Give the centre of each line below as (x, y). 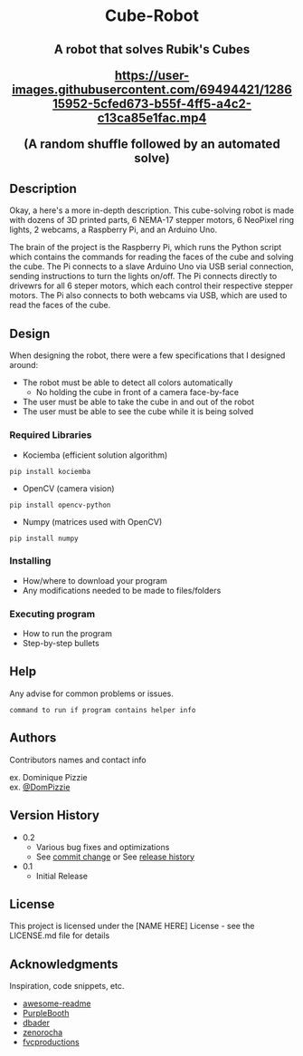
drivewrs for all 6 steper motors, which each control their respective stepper (151, 286)
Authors (33, 738)
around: (24, 365)
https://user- (152, 75)
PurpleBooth (46, 1013)
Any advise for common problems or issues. (92, 693)
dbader (36, 1023)
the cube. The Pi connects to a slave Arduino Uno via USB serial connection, (151, 266)
